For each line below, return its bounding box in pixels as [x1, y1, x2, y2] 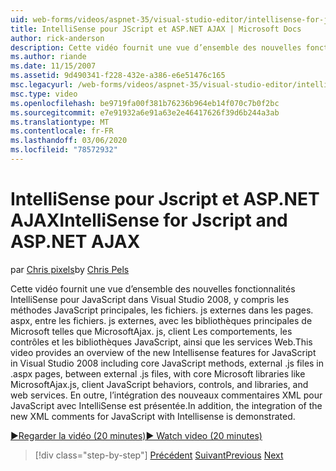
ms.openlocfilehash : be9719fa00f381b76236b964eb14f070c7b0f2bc [10, 98, 280, 108]
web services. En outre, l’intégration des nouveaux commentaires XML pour [10, 389, 323, 401]
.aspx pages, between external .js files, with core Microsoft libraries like [10, 367, 306, 380]
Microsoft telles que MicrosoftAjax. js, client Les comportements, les [10, 325, 293, 337]
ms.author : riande [10, 52, 87, 62]
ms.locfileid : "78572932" [10, 145, 118, 155]
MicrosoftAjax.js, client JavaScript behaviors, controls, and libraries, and [10, 378, 309, 390]
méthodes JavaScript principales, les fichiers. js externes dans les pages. [10, 304, 314, 316]
